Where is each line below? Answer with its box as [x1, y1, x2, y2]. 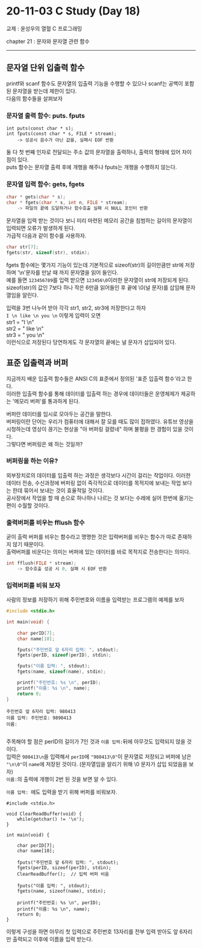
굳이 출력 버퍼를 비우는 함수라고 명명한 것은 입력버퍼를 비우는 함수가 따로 [6, 533, 176, 540]
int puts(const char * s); [6, 125, 74, 132]
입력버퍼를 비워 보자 [6, 581, 61, 590]
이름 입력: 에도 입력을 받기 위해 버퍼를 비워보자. [6, 788, 118, 796]
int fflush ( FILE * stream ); [6, 560, 77, 567]
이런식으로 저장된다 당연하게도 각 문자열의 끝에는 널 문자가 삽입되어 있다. [6, 338, 176, 346]
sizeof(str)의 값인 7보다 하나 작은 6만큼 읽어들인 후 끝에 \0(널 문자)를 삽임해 [6, 284, 185, 291]
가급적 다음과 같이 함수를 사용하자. [6, 232, 87, 239]
